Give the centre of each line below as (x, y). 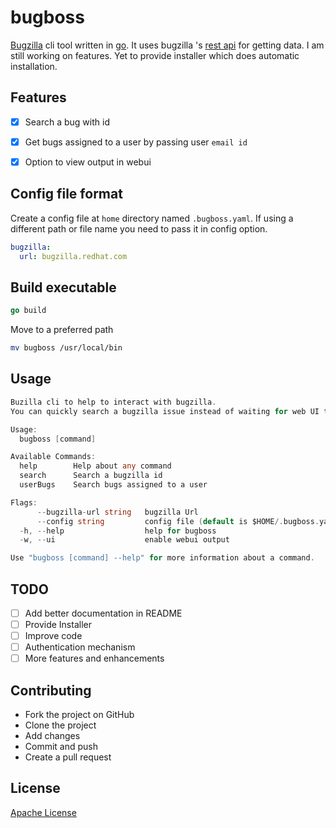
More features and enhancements (94, 658)
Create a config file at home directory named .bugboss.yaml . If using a (152, 218)
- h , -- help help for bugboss (118, 531)
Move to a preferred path (62, 330)
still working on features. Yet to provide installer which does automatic (155, 55)
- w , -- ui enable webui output (124, 540)
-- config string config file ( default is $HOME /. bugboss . (178, 521)
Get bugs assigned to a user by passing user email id (136, 142)
